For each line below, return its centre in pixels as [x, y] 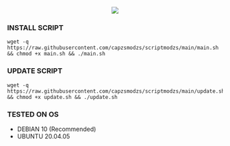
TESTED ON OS [33, 114]
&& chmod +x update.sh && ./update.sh [62, 97]
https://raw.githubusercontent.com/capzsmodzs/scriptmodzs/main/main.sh [113, 48]
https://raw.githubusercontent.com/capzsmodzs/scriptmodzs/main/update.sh [116, 91]
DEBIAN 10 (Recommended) [56, 129]
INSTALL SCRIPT [35, 27]
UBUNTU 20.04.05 [43, 136]
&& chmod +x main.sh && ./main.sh [56, 54]
